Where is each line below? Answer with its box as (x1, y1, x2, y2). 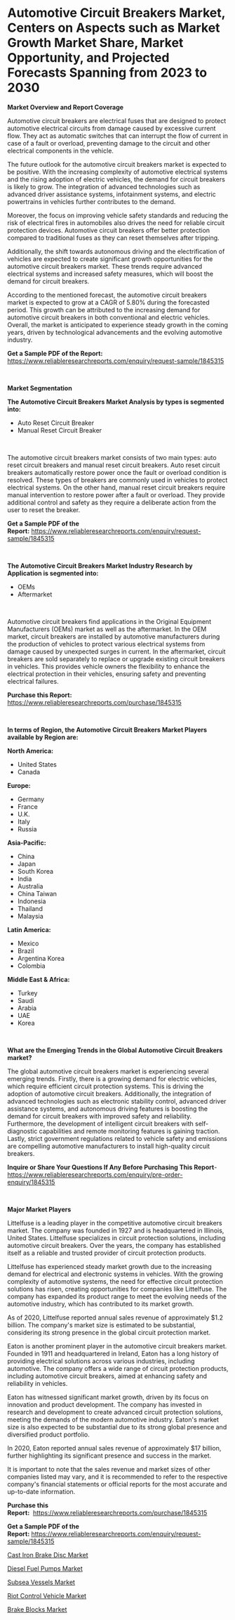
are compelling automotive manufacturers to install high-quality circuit (7, 1142, 210, 1150)
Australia (17, 881, 43, 891)
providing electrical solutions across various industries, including (7, 1356, 195, 1365)
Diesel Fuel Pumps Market (7, 1564, 83, 1573)
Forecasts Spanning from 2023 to (7, 65, 208, 81)
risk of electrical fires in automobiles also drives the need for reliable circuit (7, 218, 225, 227)
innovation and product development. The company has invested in (7, 1400, 202, 1408)
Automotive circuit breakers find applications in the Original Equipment (7, 617, 212, 625)
